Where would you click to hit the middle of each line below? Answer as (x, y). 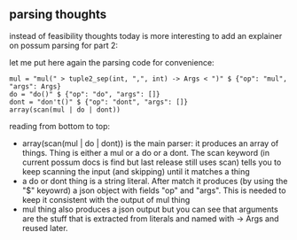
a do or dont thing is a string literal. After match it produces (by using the (155, 181)
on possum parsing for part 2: (63, 45)
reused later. (45, 228)
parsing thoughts (58, 15)
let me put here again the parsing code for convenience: (112, 62)
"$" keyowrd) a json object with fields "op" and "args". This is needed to (154, 190)
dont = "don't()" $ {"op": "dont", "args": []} (99, 102)
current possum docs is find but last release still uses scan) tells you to (152, 162)
